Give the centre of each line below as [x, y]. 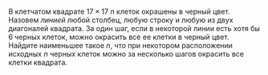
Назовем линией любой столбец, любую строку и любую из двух [121, 20]
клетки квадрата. [38, 62]
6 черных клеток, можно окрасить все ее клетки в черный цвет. [119, 37]
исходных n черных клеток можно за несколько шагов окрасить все [126, 54]
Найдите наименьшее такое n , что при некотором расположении [120, 45]
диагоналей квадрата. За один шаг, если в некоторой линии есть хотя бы [134, 28]
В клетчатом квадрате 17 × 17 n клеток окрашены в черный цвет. [119, 12]
